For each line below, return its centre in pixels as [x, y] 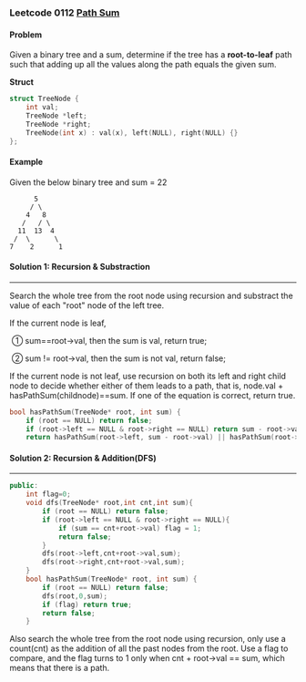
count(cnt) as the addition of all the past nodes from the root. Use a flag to [149, 648]
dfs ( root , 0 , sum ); [75, 596]
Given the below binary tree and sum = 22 [88, 182]
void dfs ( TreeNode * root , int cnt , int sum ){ [110, 503]
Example [26, 161]
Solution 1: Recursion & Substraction [80, 267]
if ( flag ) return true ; [87, 604]
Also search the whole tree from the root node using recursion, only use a [148, 639]
